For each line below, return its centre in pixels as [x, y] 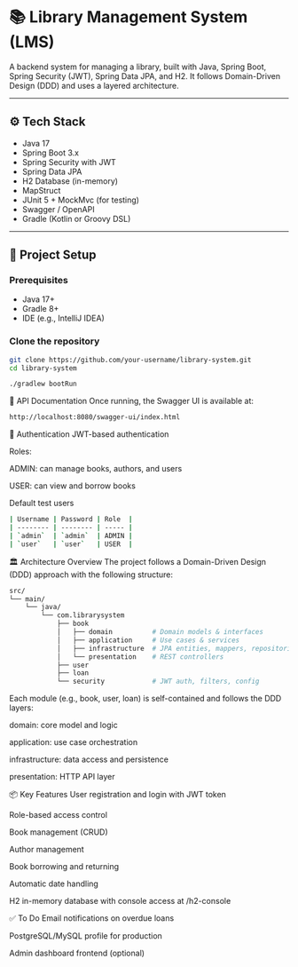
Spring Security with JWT [69, 162]
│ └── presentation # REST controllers [140, 657]
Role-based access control [59, 815]
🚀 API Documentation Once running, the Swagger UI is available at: [132, 401]
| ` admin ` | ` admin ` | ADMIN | [71, 535]
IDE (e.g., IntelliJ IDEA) [63, 318]
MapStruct [41, 190]
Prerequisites [39, 281]
